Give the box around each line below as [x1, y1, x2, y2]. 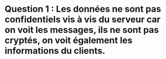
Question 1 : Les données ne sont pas [4, 3, 162, 15]
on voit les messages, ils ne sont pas [4, 25, 160, 35]
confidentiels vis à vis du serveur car [4, 14, 161, 25]
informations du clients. [4, 45, 105, 57]
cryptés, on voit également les [4, 35, 133, 46]
